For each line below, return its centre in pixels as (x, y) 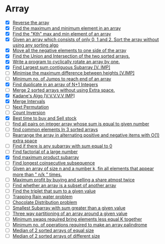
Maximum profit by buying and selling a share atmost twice (73, 179)
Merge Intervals (29, 101)
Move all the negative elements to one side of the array (69, 50)
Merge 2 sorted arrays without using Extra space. (64, 90)
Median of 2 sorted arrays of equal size (53, 230)
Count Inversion (29, 112)
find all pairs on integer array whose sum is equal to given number (81, 124)
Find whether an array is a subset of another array (64, 185)
